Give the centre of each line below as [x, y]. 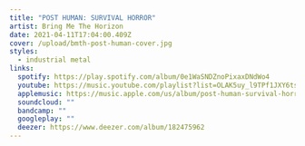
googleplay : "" [46, 119]
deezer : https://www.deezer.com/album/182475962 [111, 128]
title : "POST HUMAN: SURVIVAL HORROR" [83, 18]
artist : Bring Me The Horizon [67, 26]
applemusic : [40, 93]
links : [22, 69]
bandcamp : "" [42, 111]
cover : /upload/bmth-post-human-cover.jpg [91, 43]
